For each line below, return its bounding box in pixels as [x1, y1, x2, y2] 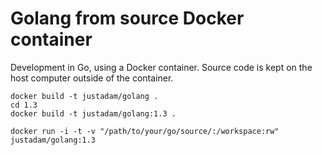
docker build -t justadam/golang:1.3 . [10, 108, 177, 119]
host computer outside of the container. [10, 72, 174, 84]
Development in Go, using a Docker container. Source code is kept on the [10, 61, 313, 73]
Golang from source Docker [10, 7, 245, 30]
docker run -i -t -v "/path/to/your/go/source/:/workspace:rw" [10, 126, 280, 136]
